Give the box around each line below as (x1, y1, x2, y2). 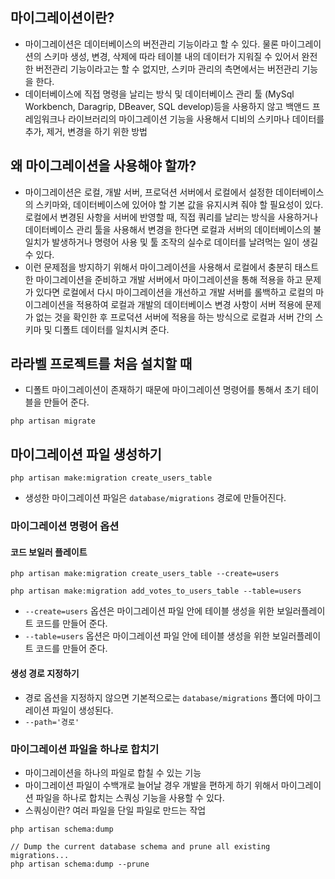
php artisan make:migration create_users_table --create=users (10, 569, 280, 579)
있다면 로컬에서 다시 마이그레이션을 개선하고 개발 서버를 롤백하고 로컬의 (35, 286, 314, 298)
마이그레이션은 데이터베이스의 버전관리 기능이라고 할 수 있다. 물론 (24, 38, 279, 50)
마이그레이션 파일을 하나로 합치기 (10, 742, 160, 756)
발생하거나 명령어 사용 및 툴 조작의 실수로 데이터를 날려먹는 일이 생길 (51, 236, 319, 248)
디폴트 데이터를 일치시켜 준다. (54, 323, 170, 335)
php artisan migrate (10, 416, 97, 427)
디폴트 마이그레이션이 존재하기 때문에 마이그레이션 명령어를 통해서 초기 (24, 384, 301, 396)
